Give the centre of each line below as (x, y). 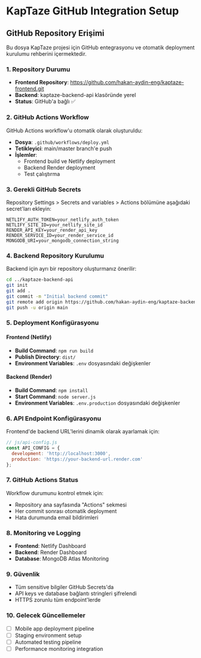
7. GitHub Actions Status (42, 480)
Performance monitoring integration (59, 648)
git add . (19, 291)
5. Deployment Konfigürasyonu (53, 323)
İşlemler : (26, 154)
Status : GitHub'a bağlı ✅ (45, 101)
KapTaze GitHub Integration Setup (93, 11)
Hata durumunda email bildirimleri (57, 517)
